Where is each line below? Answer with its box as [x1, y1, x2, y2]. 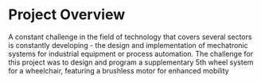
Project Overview [8, 6, 126, 24]
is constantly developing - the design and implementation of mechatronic [8, 40, 248, 49]
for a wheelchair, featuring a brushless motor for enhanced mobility [8, 65, 229, 75]
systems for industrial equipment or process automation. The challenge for [8, 49, 253, 58]
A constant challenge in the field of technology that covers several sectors [8, 32, 252, 41]
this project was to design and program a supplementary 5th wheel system [8, 57, 254, 67]
